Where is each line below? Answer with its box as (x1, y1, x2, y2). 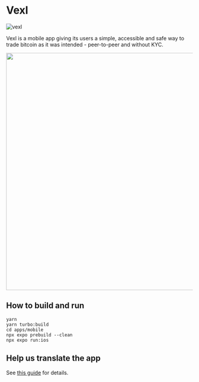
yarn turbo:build (6, 321, 49, 327)
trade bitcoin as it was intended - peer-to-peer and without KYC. (6, 41, 164, 48)
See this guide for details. (6, 369, 69, 376)
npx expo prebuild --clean (6, 332, 73, 338)
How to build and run (6, 301, 85, 311)
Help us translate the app (6, 354, 101, 364)
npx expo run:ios (6, 337, 49, 343)
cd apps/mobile (6, 327, 44, 333)
